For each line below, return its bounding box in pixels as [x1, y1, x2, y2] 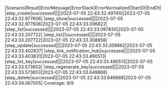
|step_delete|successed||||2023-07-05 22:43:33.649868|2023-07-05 [5, 75, 151, 80]
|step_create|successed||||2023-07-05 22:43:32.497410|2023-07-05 [5, 10, 150, 16]
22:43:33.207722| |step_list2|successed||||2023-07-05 [5, 32, 121, 37]
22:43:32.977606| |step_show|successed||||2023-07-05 [5, 16, 123, 21]
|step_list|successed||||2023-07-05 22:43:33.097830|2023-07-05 [5, 26, 144, 32]
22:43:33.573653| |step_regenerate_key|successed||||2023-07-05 [5, 64, 145, 70]
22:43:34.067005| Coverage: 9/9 [5, 80, 74, 86]
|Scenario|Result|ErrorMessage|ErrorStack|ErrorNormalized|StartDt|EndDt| [5, 5, 161, 11]
